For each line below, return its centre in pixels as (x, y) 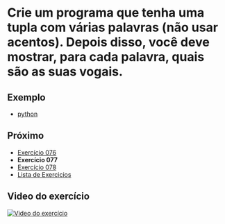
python (27, 114)
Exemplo (26, 97)
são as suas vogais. (65, 72)
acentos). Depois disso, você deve (108, 42)
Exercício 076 (37, 152)
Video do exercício (49, 197)
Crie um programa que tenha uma (106, 13)
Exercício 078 (37, 167)
